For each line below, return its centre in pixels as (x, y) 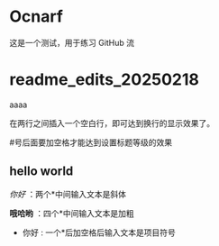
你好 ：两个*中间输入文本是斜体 (68, 194)
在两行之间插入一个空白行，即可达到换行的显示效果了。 (112, 123)
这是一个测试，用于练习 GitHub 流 (72, 42)
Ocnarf (36, 17)
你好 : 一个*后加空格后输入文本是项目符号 (99, 232)
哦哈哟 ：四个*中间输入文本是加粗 (72, 213)
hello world (41, 172)
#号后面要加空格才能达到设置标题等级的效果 (91, 142)
